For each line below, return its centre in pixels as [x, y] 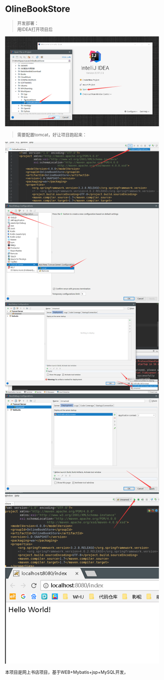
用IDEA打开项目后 [35, 29]
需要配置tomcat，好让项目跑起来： [52, 134]
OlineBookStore [38, 9]
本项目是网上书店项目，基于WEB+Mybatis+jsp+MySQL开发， [67, 672]
